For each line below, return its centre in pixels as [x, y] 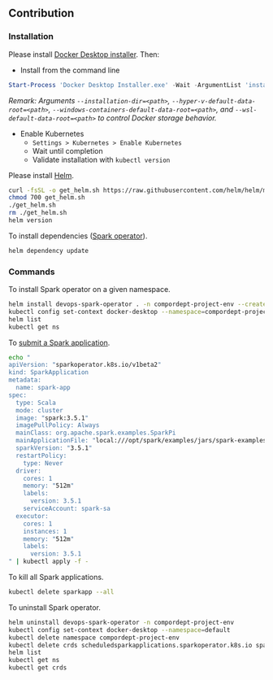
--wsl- [246, 110]
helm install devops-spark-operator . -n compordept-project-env [121, 304]
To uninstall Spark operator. [55, 607]
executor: [32, 516]
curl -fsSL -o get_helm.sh [54, 190]
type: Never [43, 463]
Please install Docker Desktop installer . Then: [84, 54]
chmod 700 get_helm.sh [47, 198]
